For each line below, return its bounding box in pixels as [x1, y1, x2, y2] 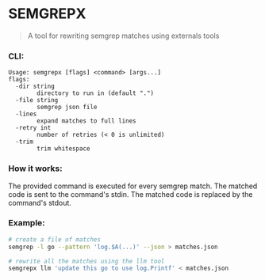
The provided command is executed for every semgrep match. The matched [8, 181, 258, 191]
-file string [15, 96, 59, 104]
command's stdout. [8, 198, 71, 207]
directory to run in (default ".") [36, 89, 155, 97]
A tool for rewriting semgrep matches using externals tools [27, 31, 220, 40]
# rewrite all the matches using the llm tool [8, 257, 165, 265]
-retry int [15, 124, 52, 132]
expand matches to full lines [36, 117, 136, 125]
